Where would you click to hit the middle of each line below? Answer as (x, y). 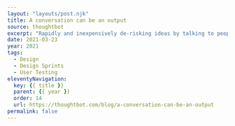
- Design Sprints (39, 66)
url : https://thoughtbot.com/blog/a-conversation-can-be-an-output (114, 105)
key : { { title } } (39, 85)
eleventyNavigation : (37, 79)
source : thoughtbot (36, 27)
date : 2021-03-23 (33, 40)
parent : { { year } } (42, 92)
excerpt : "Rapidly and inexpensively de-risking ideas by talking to (111, 33)
